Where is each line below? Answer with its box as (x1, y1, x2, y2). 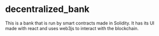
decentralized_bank (5, 3, 90, 15)
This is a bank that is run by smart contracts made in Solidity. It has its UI (5, 20, 155, 26)
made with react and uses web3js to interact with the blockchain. (5, 25, 139, 31)
